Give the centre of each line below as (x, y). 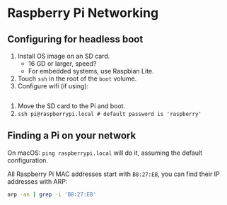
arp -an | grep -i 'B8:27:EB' (52, 194)
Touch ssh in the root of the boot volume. (77, 78)
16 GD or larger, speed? (62, 64)
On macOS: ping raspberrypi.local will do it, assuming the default (105, 153)
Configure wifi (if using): (53, 86)
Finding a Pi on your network (72, 136)
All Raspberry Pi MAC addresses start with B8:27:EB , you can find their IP (114, 174)
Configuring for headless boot (75, 39)
